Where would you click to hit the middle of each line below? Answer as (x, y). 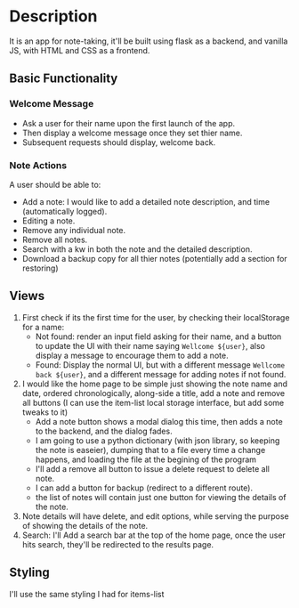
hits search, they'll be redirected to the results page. (118, 544)
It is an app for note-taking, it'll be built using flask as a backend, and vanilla (149, 41)
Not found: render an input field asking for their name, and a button (158, 336)
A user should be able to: (55, 184)
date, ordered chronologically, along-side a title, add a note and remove (154, 393)
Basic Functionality (64, 79)
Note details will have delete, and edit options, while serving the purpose (155, 516)
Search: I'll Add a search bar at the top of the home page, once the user (154, 535)
